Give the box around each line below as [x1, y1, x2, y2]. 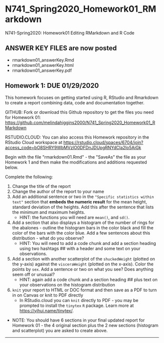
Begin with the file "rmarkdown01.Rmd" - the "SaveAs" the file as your [5, 154, 146, 160]
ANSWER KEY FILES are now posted [5, 44, 117, 52]
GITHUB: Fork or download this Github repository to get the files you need [5, 109, 154, 115]
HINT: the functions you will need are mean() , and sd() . [19, 214, 130, 220]
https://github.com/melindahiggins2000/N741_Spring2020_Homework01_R [5, 120, 155, 125]
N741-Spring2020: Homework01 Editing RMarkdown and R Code [5, 30, 135, 36]
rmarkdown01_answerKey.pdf [12, 67, 72, 73]
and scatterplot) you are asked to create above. [12, 327, 108, 333]
